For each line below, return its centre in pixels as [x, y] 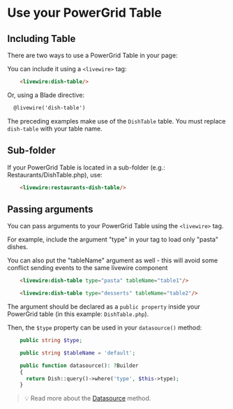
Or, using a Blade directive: [46, 95]
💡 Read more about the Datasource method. [88, 399]
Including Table [42, 39]
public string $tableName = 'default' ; [78, 353]
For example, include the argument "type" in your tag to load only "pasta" [113, 239]
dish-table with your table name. [55, 128]
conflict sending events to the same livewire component [88, 268]
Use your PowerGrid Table [84, 13]
